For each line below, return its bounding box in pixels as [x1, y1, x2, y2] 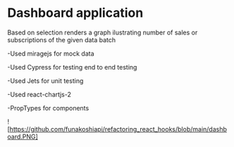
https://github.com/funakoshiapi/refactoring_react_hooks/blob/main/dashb [9, 124, 228, 133]
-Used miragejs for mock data [7, 49, 94, 58]
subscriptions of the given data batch [7, 35, 116, 44]
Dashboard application [7, 5, 144, 21]
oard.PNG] [7, 132, 39, 141]
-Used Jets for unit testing [7, 76, 84, 85]
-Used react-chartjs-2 [7, 90, 72, 98]
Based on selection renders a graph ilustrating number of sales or [7, 28, 198, 37]
